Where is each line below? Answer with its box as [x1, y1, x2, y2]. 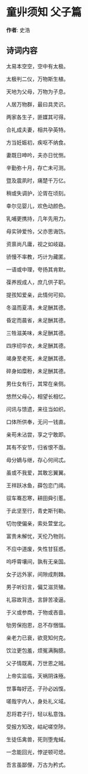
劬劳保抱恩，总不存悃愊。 [6, 621, 69, 628]
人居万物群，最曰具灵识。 [6, 100, 69, 108]
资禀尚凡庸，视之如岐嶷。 [6, 240, 69, 247]
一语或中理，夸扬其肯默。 [6, 265, 69, 273]
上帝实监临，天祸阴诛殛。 [6, 672, 69, 679]
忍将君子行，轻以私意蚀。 [6, 710, 69, 717]
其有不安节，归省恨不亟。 [6, 443, 69, 451]
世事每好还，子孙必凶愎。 [6, 685, 69, 692]
